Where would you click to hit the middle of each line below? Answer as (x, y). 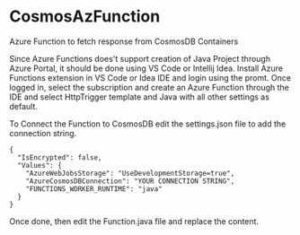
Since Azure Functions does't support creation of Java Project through (140, 58)
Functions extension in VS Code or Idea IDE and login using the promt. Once (150, 77)
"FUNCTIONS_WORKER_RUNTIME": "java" (94, 189)
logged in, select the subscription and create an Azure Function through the (149, 87)
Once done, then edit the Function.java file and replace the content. (134, 221)
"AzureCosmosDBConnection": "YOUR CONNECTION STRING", (130, 181)
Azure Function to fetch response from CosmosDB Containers (124, 41)
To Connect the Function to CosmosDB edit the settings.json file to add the (148, 124)
